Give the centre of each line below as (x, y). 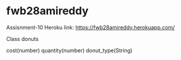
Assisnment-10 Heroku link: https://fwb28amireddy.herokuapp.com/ (91, 27)
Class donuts (23, 39)
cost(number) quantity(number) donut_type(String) (69, 50)
